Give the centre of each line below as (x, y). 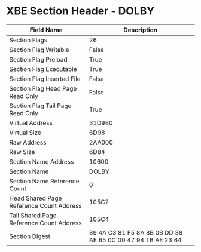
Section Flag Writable (39, 50)
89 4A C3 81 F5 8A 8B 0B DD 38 (136, 232)
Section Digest (30, 236)
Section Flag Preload (38, 59)
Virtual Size (25, 133)
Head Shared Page (36, 198)
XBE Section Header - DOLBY (80, 11)
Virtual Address (31, 122)
